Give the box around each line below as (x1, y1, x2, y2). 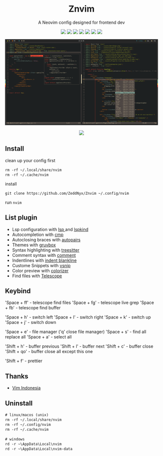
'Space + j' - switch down (5, 320, 57, 325)
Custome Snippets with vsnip (12, 262, 71, 268)
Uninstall (5, 399, 33, 407)
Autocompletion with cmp (12, 232, 64, 237)
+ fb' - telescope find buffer (5, 305, 61, 311)
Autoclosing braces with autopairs (12, 236, 81, 242)
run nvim (5, 199, 22, 205)
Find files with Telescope (12, 273, 62, 279)
